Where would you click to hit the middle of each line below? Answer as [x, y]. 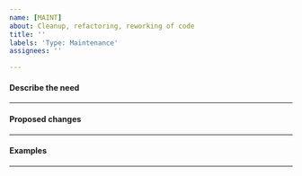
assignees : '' [36, 51]
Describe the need [44, 87]
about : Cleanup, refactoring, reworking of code [102, 26]
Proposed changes [45, 119]
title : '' [28, 34]
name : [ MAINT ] [36, 18]
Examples [28, 151]
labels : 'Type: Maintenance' [64, 43]
